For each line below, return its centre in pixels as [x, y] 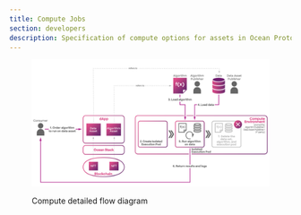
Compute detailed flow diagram [90, 201]
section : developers [48, 28]
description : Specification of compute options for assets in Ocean [140, 38]
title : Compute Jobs [48, 19]
